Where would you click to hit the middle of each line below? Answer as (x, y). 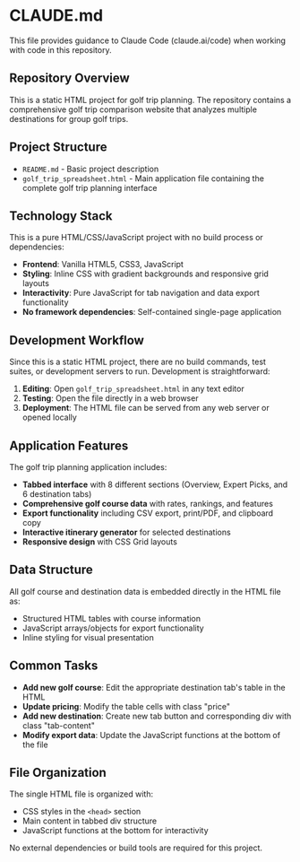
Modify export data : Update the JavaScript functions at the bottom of (151, 735)
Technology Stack (61, 216)
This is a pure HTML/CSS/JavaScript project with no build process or (137, 238)
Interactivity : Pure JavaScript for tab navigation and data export (141, 293)
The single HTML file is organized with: (81, 794)
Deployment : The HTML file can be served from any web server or (146, 408)
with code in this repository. (60, 49)
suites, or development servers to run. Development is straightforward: (140, 371)
